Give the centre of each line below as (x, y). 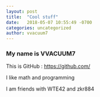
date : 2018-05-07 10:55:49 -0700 (49, 22)
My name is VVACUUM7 (41, 54)
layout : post (22, 11)
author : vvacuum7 (27, 33)
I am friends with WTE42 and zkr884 (50, 89)
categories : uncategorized (39, 28)
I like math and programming (40, 78)
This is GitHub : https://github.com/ (48, 66)
